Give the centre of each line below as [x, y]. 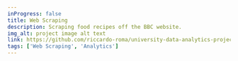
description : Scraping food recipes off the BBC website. [95, 27]
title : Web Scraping [38, 20]
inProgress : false [34, 14]
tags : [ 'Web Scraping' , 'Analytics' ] [63, 46]
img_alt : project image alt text [57, 33]
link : [15, 40]
